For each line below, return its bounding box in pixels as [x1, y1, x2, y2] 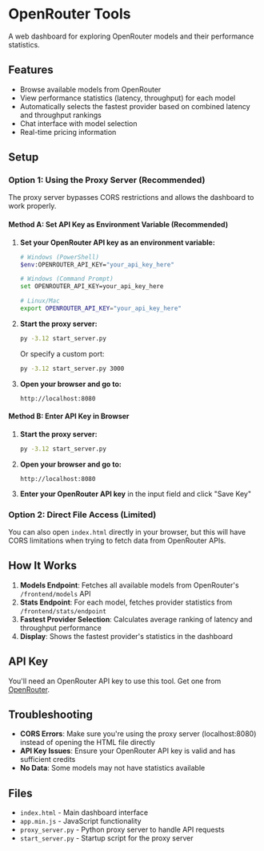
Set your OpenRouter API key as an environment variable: [19, 238, 216, 247]
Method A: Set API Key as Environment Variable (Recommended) [8, 220, 229, 230]
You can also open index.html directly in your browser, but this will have [8, 527, 246, 537]
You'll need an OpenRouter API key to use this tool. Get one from [8, 676, 222, 686]
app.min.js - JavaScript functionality [19, 816, 142, 826]
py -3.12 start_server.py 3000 [19, 364, 125, 373]
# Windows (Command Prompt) [19, 275, 114, 283]
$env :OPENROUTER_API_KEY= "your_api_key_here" [19, 260, 174, 269]
